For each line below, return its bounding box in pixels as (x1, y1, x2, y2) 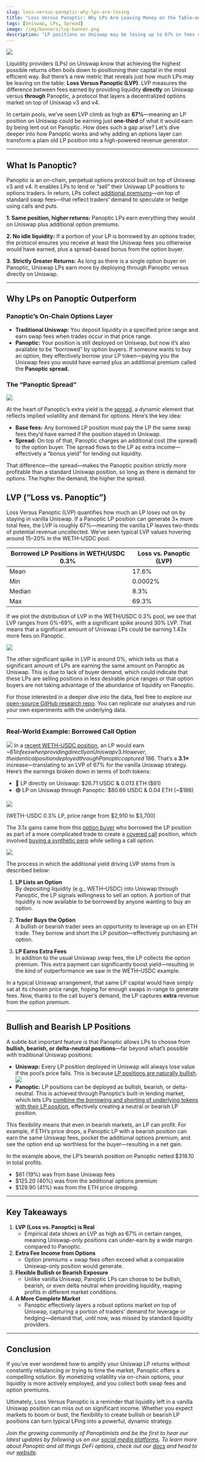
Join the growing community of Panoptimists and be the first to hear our (6, 1430, 189, 1437)
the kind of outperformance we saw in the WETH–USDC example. (15, 967, 181, 975)
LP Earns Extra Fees (15, 948, 67, 955)
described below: (6, 867, 50, 874)
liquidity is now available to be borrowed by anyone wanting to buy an (15, 898, 191, 905)
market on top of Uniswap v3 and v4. (6, 99, 99, 106)
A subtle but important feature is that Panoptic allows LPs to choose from (6, 1038, 190, 1045)
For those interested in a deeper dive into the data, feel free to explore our (6, 693, 192, 700)
